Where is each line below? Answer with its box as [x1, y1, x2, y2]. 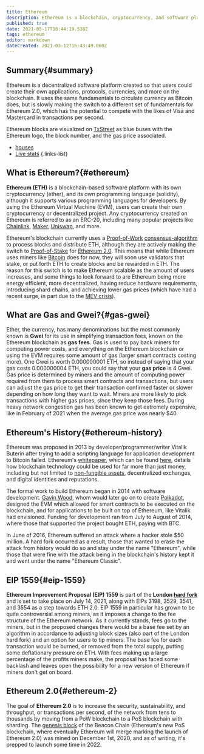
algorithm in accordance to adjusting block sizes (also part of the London [6, 630, 189, 637]
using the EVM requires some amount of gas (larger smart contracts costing [6, 352, 197, 359]
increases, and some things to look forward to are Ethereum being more [6, 273, 186, 280]
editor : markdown [6, 37, 50, 43]
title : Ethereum [6, 8, 47, 15]
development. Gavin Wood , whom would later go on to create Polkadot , [6, 494, 185, 501]
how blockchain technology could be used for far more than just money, [6, 463, 186, 470]
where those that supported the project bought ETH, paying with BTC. [6, 520, 181, 527]
